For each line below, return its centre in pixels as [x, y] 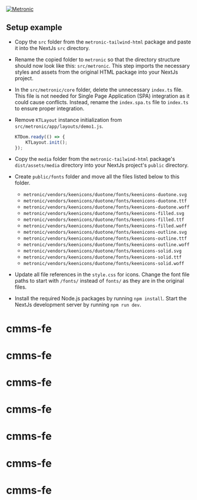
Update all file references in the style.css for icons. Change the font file [102, 274]
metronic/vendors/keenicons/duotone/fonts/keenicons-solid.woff [104, 264]
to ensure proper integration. [49, 108]
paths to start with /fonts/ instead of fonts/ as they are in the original [99, 281]
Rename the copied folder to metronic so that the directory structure [97, 59]
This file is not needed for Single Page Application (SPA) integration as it [102, 96]
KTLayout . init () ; [47, 142]
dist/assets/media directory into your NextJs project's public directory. [102, 165]
